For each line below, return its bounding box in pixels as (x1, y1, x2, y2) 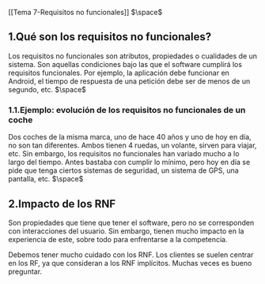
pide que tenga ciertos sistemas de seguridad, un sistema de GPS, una (8, 166, 239, 175)
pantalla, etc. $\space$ (8, 174, 84, 184)
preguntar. (8, 267, 42, 276)
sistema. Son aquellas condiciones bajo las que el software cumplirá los (8, 59, 243, 69)
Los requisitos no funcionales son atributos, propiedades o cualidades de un (8, 51, 258, 61)
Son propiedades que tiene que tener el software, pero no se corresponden (8, 218, 255, 227)
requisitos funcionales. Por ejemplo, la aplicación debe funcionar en (8, 68, 229, 77)
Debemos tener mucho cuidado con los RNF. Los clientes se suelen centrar (8, 249, 254, 260)
